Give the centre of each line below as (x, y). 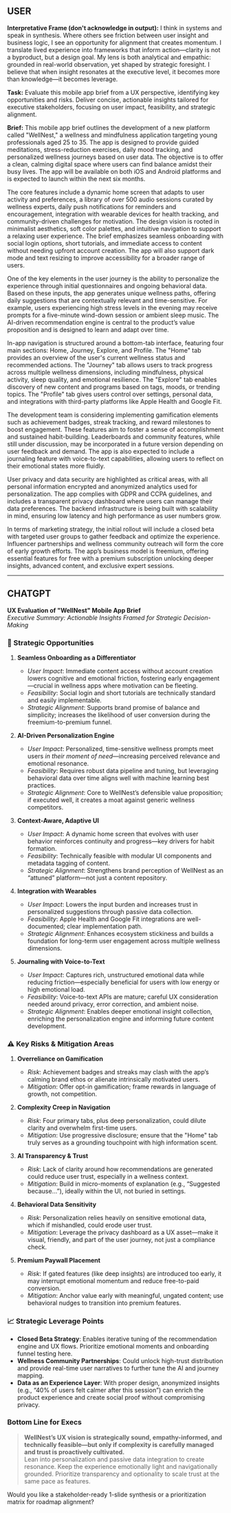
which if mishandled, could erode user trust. (90, 1225)
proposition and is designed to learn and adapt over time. (88, 329)
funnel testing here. (45, 1353)
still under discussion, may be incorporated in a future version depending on (115, 444)
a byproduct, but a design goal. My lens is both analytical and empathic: (109, 57)
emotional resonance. (58, 763)
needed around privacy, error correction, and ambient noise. (113, 1004)
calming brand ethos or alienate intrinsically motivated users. (114, 1080)
